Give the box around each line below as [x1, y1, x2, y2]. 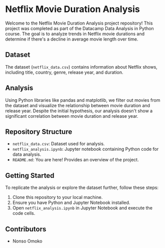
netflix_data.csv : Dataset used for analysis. [12, 141, 105, 147]
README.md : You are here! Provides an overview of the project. [12, 157, 139, 163]
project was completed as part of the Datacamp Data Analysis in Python [5, 25, 154, 31]
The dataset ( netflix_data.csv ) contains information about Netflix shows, [5, 64, 158, 70]
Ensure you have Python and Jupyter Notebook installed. [12, 199, 130, 206]
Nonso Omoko [12, 238, 43, 244]
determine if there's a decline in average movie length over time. [5, 36, 138, 42]
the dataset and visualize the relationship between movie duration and [5, 102, 150, 108]
